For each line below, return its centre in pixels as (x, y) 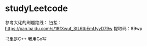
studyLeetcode (37, 8)
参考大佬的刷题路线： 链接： (33, 22)
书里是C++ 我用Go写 (26, 39)
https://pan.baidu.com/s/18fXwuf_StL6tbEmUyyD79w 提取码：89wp (74, 28)
